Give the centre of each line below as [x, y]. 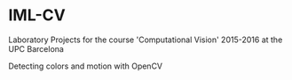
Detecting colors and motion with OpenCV [86, 66]
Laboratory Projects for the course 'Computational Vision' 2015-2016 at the [146, 40]
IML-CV [37, 15]
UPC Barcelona [36, 48]
